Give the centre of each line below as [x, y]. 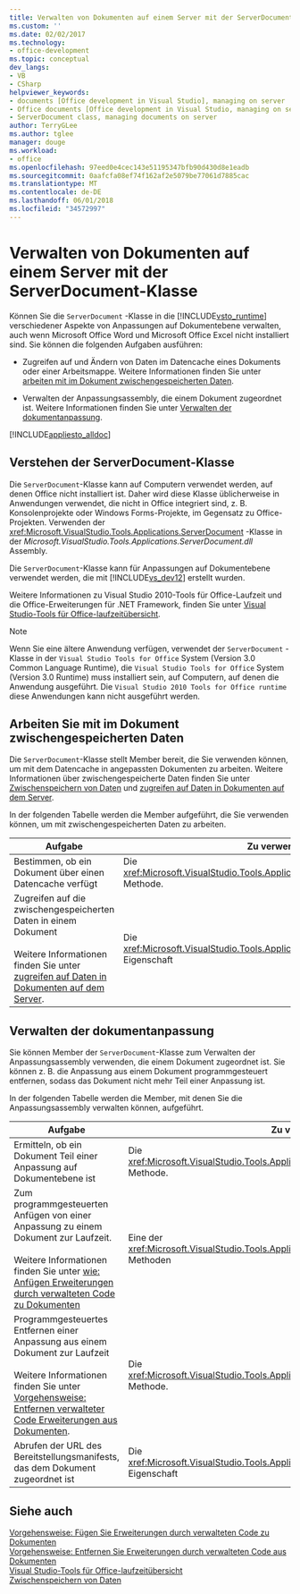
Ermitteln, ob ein [48, 1145]
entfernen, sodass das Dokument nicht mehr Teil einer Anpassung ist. [137, 1081]
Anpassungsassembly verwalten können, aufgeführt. [106, 1108]
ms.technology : [37, 42]
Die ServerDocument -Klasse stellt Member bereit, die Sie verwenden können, [149, 759]
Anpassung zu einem [58, 1226]
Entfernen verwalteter [59, 1409]
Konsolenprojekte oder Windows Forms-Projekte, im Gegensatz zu [132, 513]
